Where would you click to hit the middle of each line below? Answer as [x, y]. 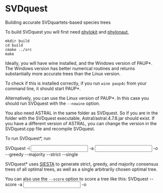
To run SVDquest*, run [28, 138]
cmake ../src [19, 49]
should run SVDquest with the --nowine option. [53, 103]
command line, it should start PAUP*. [43, 88]
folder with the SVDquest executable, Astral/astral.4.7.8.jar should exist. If [80, 118]
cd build [14, 45]
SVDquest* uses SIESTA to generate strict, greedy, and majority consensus [82, 164]
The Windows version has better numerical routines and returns [70, 68]
